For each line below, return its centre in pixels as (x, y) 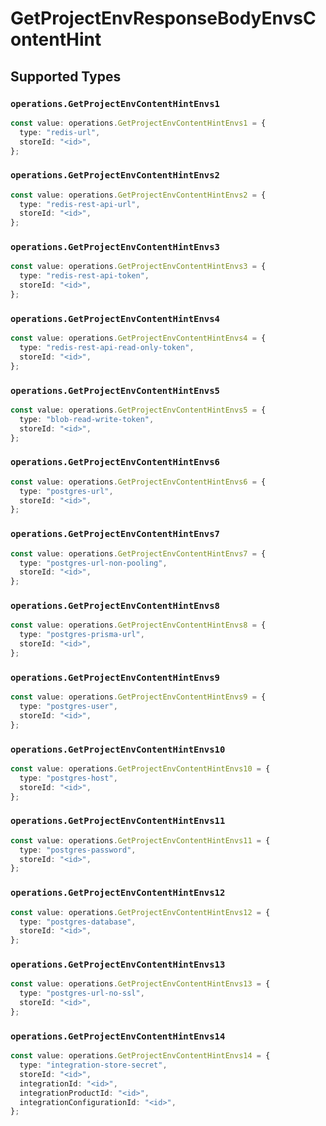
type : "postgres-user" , (68, 707)
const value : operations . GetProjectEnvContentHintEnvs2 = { (138, 195)
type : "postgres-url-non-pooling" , (93, 563)
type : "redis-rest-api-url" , (80, 204)
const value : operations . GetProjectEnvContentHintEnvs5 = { (138, 410)
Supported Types (66, 76)
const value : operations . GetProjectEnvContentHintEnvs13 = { (140, 984)
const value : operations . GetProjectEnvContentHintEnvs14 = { (140, 1056)
